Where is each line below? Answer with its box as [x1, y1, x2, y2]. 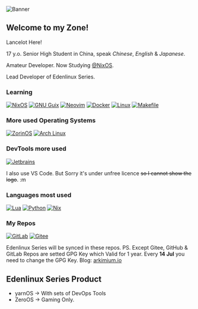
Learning [6, 88, 33, 96]
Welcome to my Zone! [6, 23, 89, 33]
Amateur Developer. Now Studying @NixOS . [6, 61, 114, 68]
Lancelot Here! [6, 39, 43, 46]
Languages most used [6, 191, 72, 199]
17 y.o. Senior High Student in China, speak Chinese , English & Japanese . [6, 50, 186, 57]
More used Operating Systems [6, 116, 96, 125]
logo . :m [6, 176, 27, 183]
